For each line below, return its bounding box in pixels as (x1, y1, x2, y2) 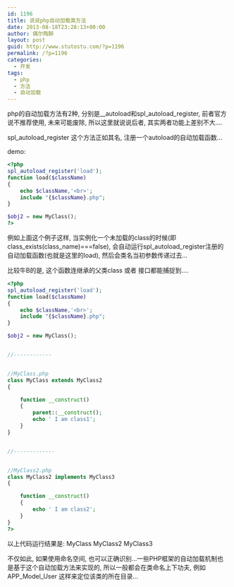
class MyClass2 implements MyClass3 (7, 473, 115, 480)
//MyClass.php (7, 370, 49, 377)
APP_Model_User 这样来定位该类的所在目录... (7, 571, 139, 580)
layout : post (7, 37, 46, 44)
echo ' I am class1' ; (32, 416, 97, 423)
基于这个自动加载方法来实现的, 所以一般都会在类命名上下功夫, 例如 (13, 563, 206, 571)
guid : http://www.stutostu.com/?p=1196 (7, 43, 125, 50)
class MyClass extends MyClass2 (7, 376, 102, 384)
